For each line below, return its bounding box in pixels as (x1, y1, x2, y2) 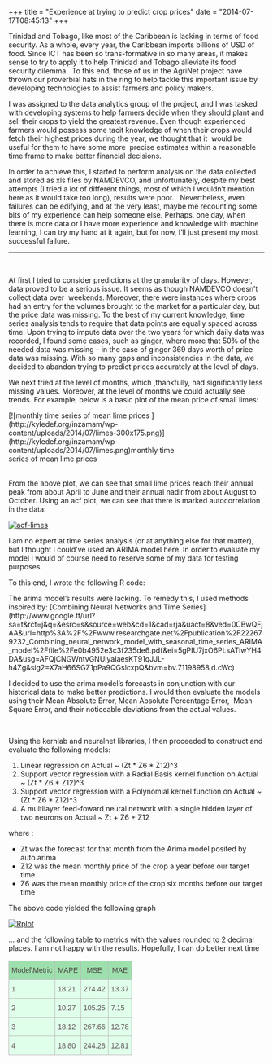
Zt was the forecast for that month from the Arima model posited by (19, 844, 247, 854)
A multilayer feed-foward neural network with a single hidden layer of (19, 804, 253, 813)
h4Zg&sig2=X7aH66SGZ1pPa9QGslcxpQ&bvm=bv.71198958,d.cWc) (8, 663, 236, 672)
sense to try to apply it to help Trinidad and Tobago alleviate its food (8, 57, 236, 67)
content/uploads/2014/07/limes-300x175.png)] (8, 428, 165, 437)
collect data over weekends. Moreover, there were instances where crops (8, 292, 257, 302)
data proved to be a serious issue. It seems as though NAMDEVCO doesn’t (8, 284, 258, 293)
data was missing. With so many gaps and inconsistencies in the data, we (8, 354, 254, 363)
